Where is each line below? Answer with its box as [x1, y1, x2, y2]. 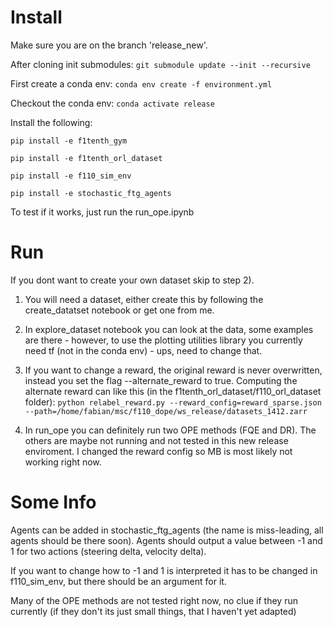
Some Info [10, 491, 97, 514]
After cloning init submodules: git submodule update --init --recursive [10, 58, 311, 70]
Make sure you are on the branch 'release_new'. [10, 39, 208, 51]
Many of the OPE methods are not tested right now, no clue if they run [10, 594, 298, 606]
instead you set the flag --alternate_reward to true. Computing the [24, 374, 298, 386]
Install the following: [10, 116, 93, 128]
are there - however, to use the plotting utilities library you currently [24, 334, 303, 346]
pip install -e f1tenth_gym [10, 136, 128, 146]
